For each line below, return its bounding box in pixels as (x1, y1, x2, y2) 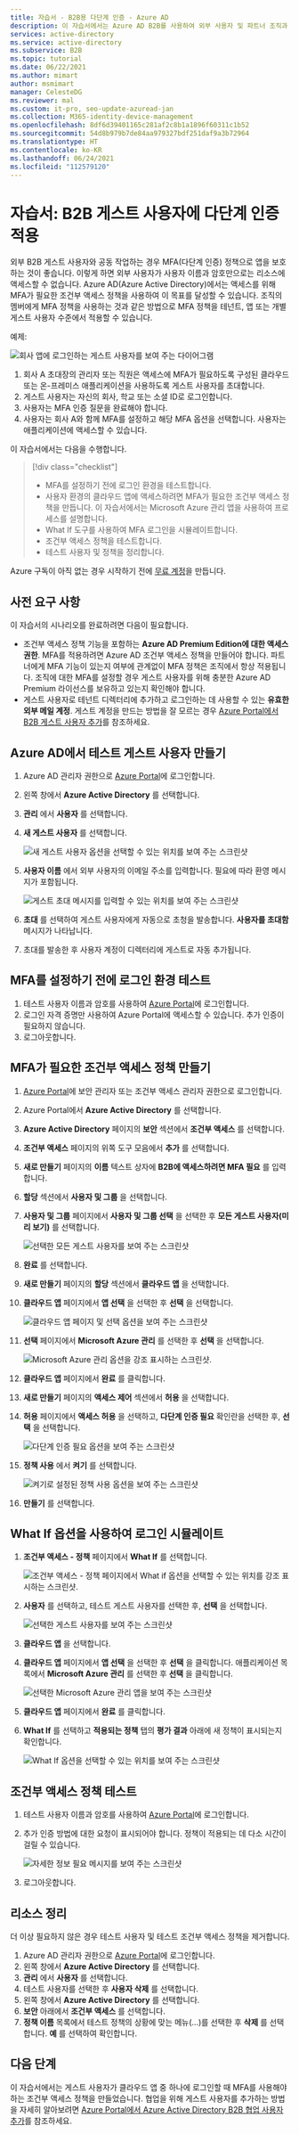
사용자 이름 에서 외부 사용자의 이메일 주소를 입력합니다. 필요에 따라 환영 (22, 865, 270, 876)
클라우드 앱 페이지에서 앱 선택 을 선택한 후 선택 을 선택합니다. (22, 1297, 234, 1308)
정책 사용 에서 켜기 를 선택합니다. (22, 1459, 137, 1470)
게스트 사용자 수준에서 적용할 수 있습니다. (10, 313, 153, 323)
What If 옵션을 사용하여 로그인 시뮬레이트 (10, 1525, 224, 1541)
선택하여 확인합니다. (68, 2028, 137, 2039)
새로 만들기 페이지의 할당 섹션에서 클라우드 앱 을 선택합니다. (22, 1278, 230, 1288)
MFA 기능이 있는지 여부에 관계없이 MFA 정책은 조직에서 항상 (46, 661, 255, 672)
